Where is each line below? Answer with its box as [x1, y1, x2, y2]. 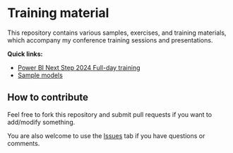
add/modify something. [7, 118, 76, 126]
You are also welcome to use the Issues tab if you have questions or [7, 131, 205, 140]
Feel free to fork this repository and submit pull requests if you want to [7, 110, 213, 118]
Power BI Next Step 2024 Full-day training [17, 63, 141, 72]
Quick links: [7, 50, 44, 58]
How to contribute [7, 91, 89, 103]
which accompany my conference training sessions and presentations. [7, 35, 213, 44]
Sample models [17, 71, 64, 79]
